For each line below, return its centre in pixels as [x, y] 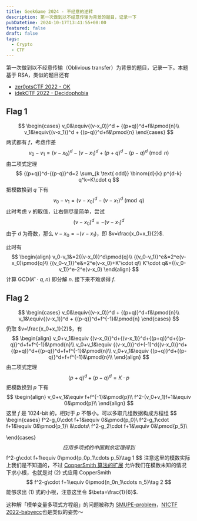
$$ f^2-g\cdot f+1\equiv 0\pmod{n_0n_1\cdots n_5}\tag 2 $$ [99, 482]
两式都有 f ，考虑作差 [31, 142]
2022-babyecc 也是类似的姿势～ [45, 512]
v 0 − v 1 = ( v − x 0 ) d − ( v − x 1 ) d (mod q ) [99, 201]
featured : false [26, 28]
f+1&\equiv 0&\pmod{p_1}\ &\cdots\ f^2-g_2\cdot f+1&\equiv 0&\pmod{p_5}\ [97, 426]
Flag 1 [17, 112]
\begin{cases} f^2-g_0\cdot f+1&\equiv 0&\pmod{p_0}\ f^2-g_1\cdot [88, 420]
